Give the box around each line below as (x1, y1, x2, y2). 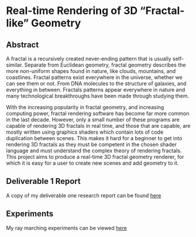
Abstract (6, 40, 39, 50)
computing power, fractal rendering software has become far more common (6, 110, 190, 117)
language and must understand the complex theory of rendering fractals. (6, 147, 182, 154)
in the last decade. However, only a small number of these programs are (6, 116, 180, 123)
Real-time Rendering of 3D (6, 4, 138, 18)
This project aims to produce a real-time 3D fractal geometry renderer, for (6, 154, 184, 160)
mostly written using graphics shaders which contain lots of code (6, 128, 164, 135)
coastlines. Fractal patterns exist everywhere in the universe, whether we (6, 74, 183, 81)
